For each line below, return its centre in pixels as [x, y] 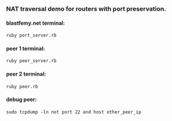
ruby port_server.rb [32, 35]
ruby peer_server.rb [32, 61]
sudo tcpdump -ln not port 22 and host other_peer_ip [74, 112]
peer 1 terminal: [26, 48]
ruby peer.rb [22, 86]
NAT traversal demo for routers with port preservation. [86, 9]
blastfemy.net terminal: [35, 23]
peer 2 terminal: [26, 74]
